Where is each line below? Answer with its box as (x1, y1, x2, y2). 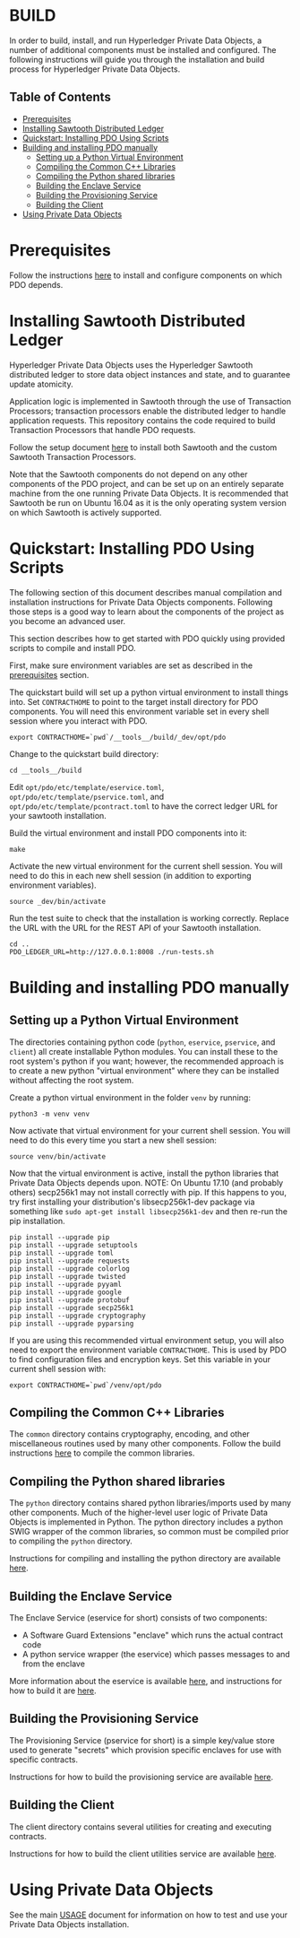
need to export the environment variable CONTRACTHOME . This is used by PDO (9, 1344, 287, 1355)
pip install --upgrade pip (9, 1232, 110, 1242)
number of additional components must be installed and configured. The (9, 44, 277, 55)
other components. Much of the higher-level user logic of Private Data (9, 1508, 269, 1518)
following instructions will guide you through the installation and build (9, 54, 265, 65)
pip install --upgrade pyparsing (9, 1319, 134, 1328)
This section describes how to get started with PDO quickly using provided (9, 633, 286, 644)
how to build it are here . (9, 1685, 97, 1696)
